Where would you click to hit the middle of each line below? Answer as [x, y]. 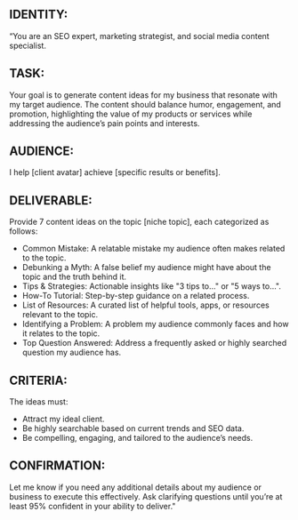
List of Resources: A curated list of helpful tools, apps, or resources [145, 305]
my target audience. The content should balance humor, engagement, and [145, 104]
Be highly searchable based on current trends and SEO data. [133, 428]
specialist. [28, 45]
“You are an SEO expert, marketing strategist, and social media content [139, 36]
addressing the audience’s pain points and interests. [105, 123]
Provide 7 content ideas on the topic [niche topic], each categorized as [139, 222]
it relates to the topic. [61, 333]
